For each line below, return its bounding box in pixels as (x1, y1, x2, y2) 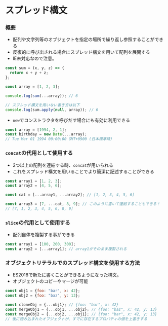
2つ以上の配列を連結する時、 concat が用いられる (12, 162, 114, 168)
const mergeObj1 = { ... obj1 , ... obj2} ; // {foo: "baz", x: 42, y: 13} (5, 307, 157, 312)
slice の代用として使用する (5, 219, 70, 226)
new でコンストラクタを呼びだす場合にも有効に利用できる (12, 117, 131, 123)
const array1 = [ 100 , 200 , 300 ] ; (5, 242, 76, 247)
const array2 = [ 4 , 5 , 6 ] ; (5, 183, 62, 188)
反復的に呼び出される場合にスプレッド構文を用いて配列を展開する (12, 49, 150, 55)
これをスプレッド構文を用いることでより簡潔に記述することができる (12, 168, 154, 174)
